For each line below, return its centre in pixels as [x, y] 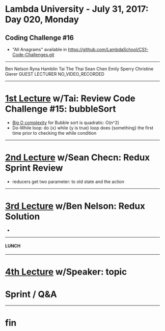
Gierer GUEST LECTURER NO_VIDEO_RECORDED [55, 74]
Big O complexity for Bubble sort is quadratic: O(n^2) [66, 122]
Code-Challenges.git [33, 55]
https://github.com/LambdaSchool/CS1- [108, 49]
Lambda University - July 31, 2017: [77, 9]
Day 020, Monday [42, 19]
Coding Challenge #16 [40, 38]
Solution [23, 217]
